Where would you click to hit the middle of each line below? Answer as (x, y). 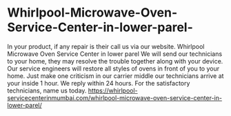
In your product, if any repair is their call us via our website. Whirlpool (106, 46)
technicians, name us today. (47, 90)
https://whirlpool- (113, 90)
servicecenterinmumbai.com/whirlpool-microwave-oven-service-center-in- (115, 97)
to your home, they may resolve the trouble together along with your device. (115, 61)
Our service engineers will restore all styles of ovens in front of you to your (113, 68)
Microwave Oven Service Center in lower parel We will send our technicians (115, 54)
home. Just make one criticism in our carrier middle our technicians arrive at (115, 76)
